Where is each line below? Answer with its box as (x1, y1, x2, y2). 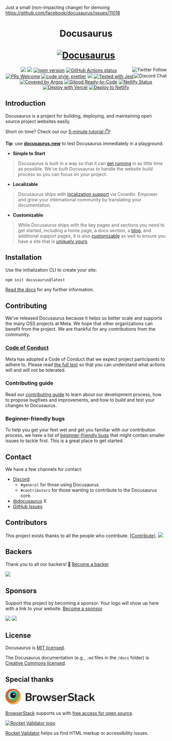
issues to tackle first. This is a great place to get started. (5, 438, 124, 444)
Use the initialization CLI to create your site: (5, 267, 97, 273)
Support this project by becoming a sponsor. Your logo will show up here (5, 600, 159, 606)
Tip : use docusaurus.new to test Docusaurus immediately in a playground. (5, 140, 164, 146)
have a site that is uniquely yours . (17, 238, 89, 244)
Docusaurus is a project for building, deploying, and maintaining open (5, 112, 152, 119)
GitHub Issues (12, 503, 42, 509)
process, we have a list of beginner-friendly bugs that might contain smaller (5, 432, 165, 439)
